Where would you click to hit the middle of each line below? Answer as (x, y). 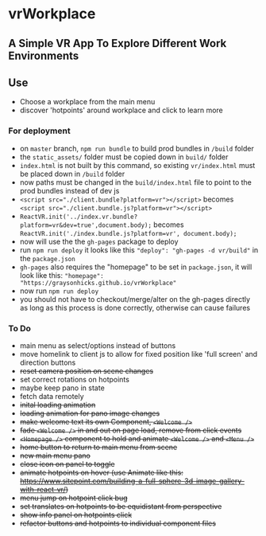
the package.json (47, 258)
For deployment (39, 131)
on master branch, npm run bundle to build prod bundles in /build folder (137, 148)
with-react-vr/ (42, 489)
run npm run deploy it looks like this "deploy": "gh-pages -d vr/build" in (139, 250)
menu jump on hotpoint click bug (73, 498)
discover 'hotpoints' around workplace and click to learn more (121, 110)
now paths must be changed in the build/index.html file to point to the (135, 182)
